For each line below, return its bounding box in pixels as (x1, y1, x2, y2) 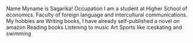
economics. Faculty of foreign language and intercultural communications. (6, 11, 188, 18)
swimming (6, 30, 31, 37)
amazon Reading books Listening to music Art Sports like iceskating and (6, 24, 182, 31)
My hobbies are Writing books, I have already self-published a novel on (6, 18, 180, 24)
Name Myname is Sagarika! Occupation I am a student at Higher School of (6, 5, 188, 12)
